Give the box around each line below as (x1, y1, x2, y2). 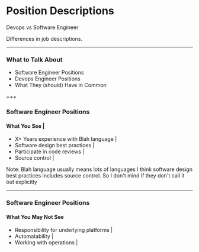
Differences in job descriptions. (6, 35, 83, 42)
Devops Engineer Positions (14, 75, 81, 82)
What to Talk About (6, 55, 63, 63)
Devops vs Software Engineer (6, 24, 79, 31)
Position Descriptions (6, 4, 114, 18)
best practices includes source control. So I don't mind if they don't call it (6, 172, 185, 179)
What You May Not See (6, 213, 64, 220)
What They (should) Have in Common (14, 82, 107, 89)
